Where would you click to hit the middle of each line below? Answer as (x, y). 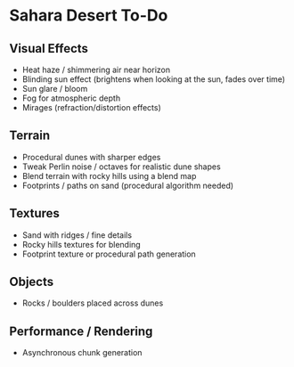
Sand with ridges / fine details (77, 235)
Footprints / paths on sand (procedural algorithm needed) (128, 185)
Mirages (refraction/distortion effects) (92, 107)
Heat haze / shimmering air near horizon (96, 69)
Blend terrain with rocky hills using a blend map (109, 175)
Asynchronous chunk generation (82, 353)
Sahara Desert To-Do (89, 16)
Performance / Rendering (81, 331)
